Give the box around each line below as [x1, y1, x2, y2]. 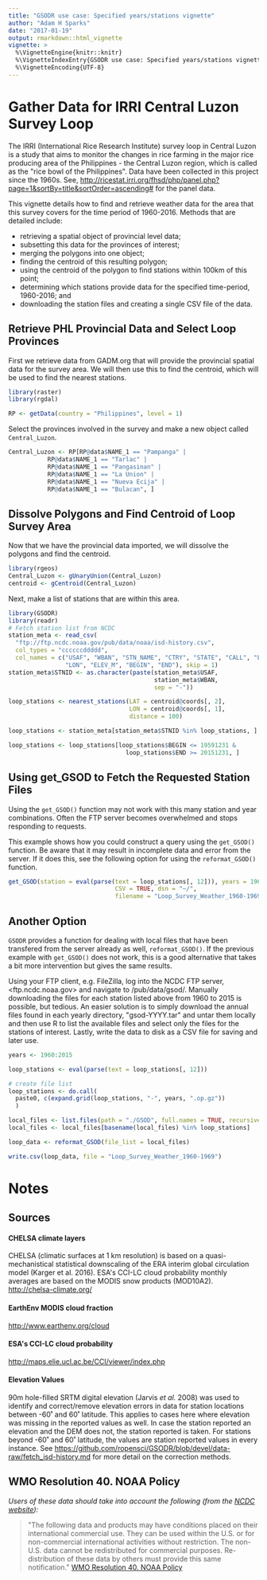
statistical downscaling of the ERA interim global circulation [55, 1260, 250, 1269]
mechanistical [8, 1260, 54, 1269]
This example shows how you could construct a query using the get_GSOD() [8, 837, 256, 846]
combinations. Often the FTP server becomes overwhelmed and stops [8, 813, 238, 822]
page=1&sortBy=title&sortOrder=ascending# [8, 183, 154, 193]
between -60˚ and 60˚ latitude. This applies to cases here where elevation [8, 1409, 250, 1419]
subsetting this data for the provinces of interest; [19, 240, 180, 249]
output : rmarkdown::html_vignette [8, 33, 123, 42]
